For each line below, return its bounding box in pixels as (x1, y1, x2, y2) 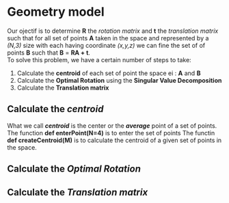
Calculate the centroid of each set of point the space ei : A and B (16, 69, 201, 77)
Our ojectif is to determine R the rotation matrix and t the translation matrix (7, 27, 219, 35)
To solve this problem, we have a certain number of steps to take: (7, 55, 191, 64)
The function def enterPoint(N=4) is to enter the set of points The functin (7, 128, 215, 137)
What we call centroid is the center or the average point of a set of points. (7, 121, 217, 130)
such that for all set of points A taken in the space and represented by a (7, 33, 209, 42)
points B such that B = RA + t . (7, 49, 91, 57)
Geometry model (7, 4, 105, 20)
